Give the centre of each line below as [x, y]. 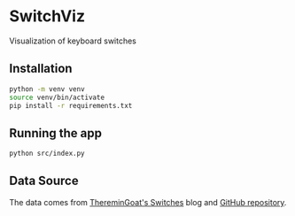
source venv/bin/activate [57, 97]
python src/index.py [47, 154]
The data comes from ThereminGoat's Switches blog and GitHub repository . [148, 202]
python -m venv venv [47, 89]
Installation [41, 69]
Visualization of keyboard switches [73, 41]
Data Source [44, 181]
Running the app [55, 133]
